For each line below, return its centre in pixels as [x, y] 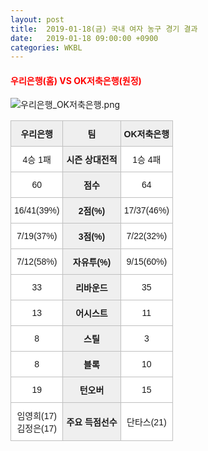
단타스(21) [146, 422]
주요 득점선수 [92, 422]
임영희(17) [36, 416]
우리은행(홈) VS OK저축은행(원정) [76, 80]
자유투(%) [92, 262]
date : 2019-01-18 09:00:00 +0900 [84, 38]
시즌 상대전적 [92, 160]
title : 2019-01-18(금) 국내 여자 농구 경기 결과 [104, 29]
